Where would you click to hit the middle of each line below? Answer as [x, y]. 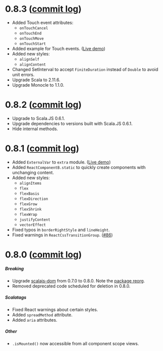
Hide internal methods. [35, 129]
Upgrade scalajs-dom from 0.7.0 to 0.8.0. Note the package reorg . [78, 281]
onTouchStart [33, 44]
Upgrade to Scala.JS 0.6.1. [39, 118]
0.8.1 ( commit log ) [42, 149]
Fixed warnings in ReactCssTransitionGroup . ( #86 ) [62, 235]
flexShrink [31, 209]
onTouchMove [31, 38]
